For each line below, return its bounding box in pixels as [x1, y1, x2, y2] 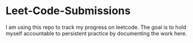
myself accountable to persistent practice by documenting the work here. [5, 29, 187, 37]
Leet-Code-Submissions [5, 4, 131, 18]
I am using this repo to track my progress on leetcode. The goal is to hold [5, 24, 186, 31]
